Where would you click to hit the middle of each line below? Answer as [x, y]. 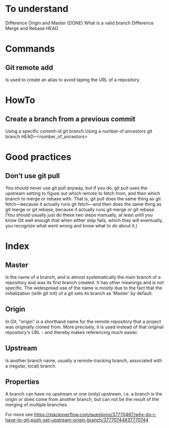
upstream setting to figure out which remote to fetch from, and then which [83, 193]
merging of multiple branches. [37, 405]
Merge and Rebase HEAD [32, 28]
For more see [19, 415]
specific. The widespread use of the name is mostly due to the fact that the [84, 288]
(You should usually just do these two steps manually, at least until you [79, 215]
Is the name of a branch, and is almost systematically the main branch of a [83, 277]
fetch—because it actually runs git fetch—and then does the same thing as [83, 204]
